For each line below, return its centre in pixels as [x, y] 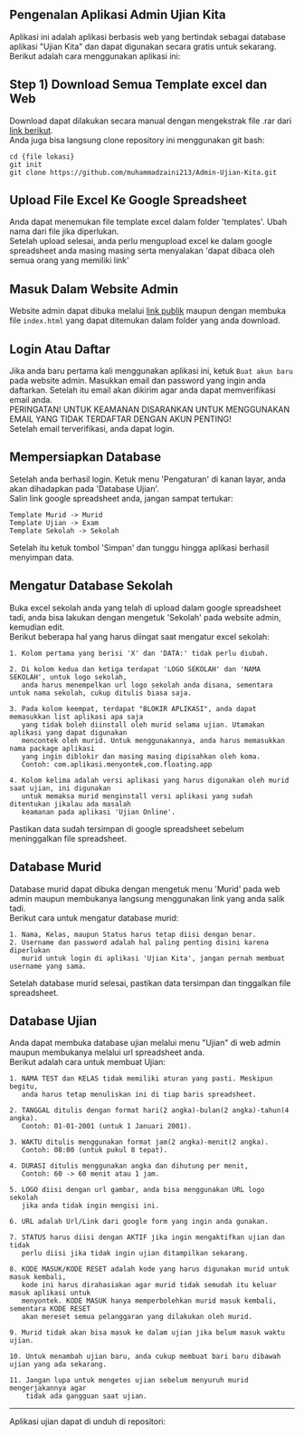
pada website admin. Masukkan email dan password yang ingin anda [138, 381]
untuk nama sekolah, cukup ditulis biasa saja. [101, 693]
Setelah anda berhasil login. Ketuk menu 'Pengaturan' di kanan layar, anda [148, 479]
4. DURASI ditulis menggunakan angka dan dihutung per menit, [129, 1166]
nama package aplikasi [52, 748]
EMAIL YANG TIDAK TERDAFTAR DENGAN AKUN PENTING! [121, 419]
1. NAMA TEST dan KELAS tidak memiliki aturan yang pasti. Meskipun [141, 1079]
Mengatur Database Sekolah [91, 586]
